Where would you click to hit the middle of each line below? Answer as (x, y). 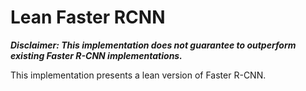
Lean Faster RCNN (88, 17)
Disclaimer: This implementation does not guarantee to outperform (153, 45)
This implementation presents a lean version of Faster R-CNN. (138, 75)
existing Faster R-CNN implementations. (96, 55)
